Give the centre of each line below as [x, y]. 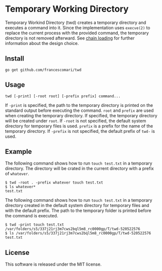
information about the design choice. [42, 43]
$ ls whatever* [20, 187]
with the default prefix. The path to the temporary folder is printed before [78, 210]
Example [18, 152]
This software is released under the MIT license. [53, 264]
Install [15, 59]
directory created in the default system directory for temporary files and [77, 206]
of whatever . [17, 174]
